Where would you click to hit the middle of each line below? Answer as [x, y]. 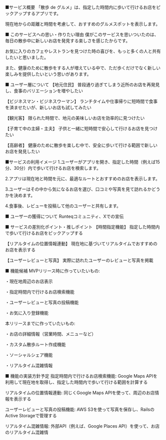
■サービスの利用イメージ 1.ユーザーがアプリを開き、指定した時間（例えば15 [83, 162]
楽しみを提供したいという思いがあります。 [48, 74]
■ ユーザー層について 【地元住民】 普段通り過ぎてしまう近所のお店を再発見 [82, 85]
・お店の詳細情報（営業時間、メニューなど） [51, 334]
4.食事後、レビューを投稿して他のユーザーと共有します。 [63, 206]
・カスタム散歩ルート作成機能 [35, 344]
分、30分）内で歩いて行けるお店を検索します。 [53, 168]
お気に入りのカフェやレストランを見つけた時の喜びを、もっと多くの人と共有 [83, 51]
